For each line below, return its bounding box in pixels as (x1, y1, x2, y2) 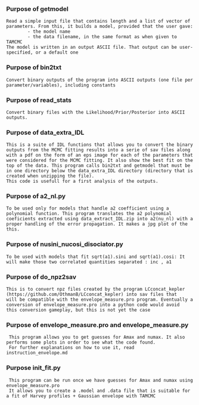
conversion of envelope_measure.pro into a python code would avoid (6, 302, 180, 308)
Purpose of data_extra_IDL (6, 128, 85, 136)
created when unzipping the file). (6, 173, 95, 179)
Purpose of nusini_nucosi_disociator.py (6, 240, 123, 248)
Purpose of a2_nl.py (6, 192, 66, 201)
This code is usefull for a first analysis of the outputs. (6, 178, 159, 185)
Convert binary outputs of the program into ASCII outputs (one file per (6, 77, 194, 83)
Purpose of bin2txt (6, 63, 62, 71)
